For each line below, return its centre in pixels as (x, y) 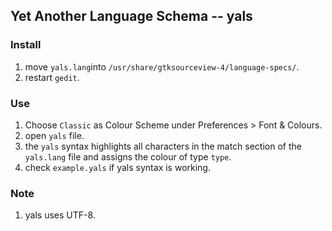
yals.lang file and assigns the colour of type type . (128, 156)
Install (26, 45)
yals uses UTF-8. (60, 215)
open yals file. (54, 135)
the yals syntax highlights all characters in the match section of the (163, 146)
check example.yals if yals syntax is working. (117, 167)
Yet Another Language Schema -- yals (131, 16)
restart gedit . (52, 77)
